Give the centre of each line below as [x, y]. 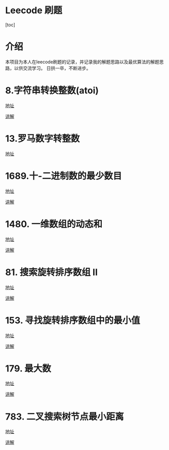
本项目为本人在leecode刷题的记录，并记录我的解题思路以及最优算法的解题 [82, 62]
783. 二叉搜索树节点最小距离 [65, 417]
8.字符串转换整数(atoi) [52, 90]
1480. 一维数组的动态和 [54, 224]
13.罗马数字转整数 [43, 139]
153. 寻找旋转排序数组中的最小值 [73, 320]
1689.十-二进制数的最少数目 [64, 176]
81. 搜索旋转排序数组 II [51, 272]
